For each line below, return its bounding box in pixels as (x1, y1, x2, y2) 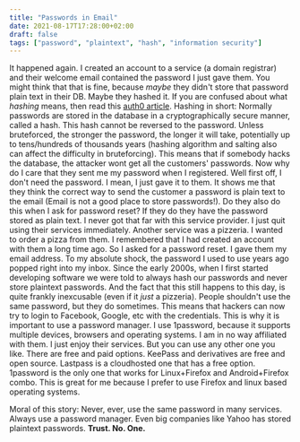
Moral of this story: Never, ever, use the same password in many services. (9, 404, 283, 415)
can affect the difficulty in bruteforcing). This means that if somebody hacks (9, 149, 291, 160)
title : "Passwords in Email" (9, 13, 118, 22)
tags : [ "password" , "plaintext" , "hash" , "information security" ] (9, 38, 262, 48)
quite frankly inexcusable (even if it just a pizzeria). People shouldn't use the (9, 291, 291, 302)
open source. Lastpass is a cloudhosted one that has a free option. (9, 358, 256, 368)
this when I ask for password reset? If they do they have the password (9, 205, 269, 216)
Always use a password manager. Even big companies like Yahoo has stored (9, 413, 292, 424)
